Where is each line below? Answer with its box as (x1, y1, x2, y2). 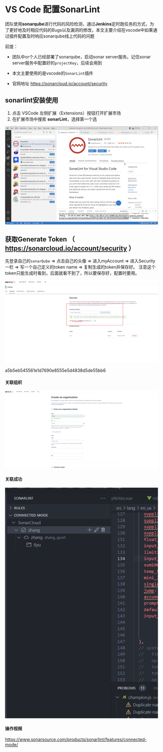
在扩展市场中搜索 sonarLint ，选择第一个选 (12, 116, 97, 122)
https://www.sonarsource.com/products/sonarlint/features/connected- (5, 736, 147, 742)
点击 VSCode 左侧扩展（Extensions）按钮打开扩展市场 (12, 110, 121, 116)
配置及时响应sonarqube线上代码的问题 (17, 33, 95, 39)
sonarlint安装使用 (5, 96, 58, 105)
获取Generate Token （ (5, 235, 75, 243)
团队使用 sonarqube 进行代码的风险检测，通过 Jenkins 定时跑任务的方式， (5, 21, 150, 27)
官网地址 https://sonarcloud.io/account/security (12, 80, 108, 86)
